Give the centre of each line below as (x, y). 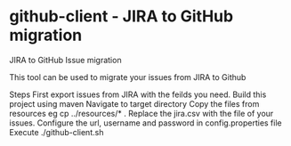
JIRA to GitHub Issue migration (65, 60)
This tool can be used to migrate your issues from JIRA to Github (128, 77)
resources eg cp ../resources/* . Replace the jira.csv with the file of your (141, 113)
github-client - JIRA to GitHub (121, 16)
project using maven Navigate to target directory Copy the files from (134, 103)
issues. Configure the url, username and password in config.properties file (145, 123)
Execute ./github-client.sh (57, 132)
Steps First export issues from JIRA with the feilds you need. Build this (138, 94)
